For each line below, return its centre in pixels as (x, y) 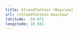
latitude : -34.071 (25, 19)
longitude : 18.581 (25, 24)
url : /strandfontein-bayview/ (37, 14)
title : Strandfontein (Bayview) (39, 10)
